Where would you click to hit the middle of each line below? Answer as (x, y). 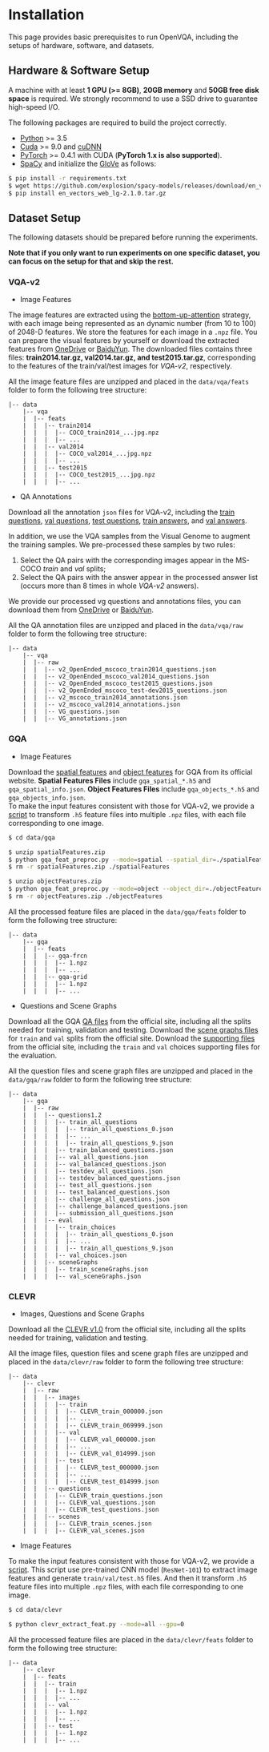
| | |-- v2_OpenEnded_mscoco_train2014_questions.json (120, 670)
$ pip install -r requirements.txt (68, 178)
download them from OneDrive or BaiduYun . (81, 610)
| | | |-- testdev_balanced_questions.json (102, 1178)
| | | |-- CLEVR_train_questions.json (92, 1496)
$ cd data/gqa (32, 838)
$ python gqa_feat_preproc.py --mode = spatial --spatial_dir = (112, 860)
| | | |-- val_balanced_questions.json (94, 1164)
